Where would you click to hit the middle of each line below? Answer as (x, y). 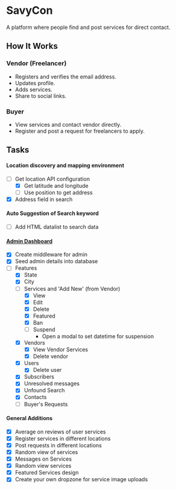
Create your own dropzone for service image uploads (81, 479)
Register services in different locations (63, 438)
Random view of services (46, 452)
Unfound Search (44, 391)
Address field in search (44, 199)
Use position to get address (58, 192)
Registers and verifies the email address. (65, 77)
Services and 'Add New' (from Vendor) (72, 289)
